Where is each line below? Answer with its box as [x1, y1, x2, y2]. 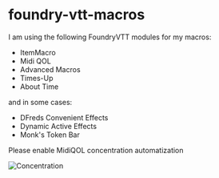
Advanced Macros [19, 64, 82, 74]
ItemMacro [19, 47, 56, 57]
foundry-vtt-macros [8, 6, 145, 24]
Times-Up [19, 73, 54, 83]
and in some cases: [8, 97, 73, 107]
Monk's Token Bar [19, 130, 80, 140]
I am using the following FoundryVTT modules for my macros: [8, 32, 212, 42]
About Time [19, 82, 59, 91]
